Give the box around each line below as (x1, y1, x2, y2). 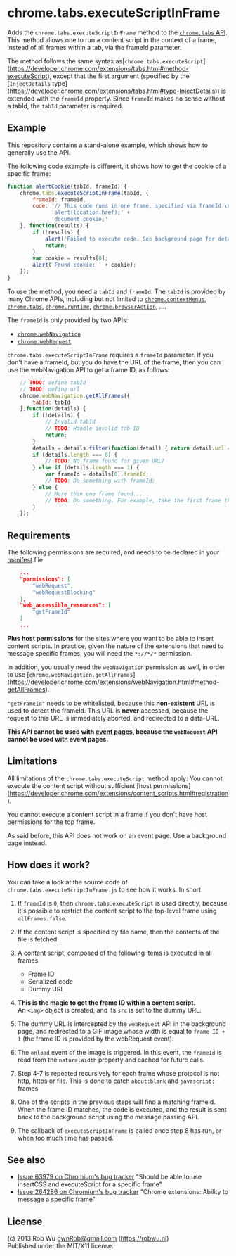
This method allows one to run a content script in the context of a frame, (7, 35, 217, 44)
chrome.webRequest (17, 338, 72, 345)
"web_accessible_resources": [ (20, 602, 112, 609)
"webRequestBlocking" (32, 589, 96, 596)
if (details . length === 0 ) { (32, 451, 118, 458)
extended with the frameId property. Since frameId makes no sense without (7, 94, 225, 103)
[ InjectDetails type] (7, 79, 68, 87)
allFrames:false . (17, 913, 67, 922)
